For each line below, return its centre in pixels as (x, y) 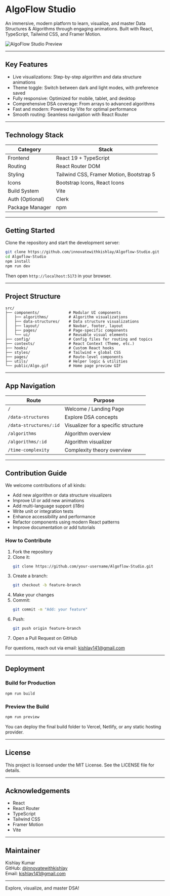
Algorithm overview (88, 433)
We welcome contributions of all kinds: (46, 485)
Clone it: (21, 557)
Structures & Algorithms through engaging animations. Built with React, (79, 28)
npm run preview (22, 717)
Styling (16, 174)
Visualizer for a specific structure (104, 425)
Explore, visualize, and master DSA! (42, 888)
